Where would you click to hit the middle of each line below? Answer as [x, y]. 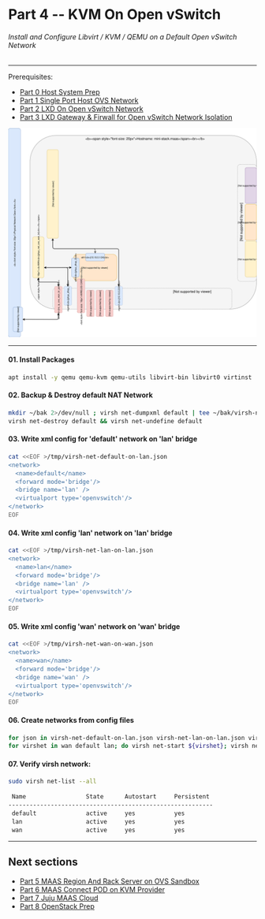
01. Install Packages [41, 359]
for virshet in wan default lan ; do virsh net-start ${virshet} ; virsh [128, 746]
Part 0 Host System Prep [60, 92]
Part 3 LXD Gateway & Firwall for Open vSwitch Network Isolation [126, 117]
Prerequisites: [31, 77]
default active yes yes [98, 813]
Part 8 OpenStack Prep [57, 906]
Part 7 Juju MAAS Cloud [59, 898]
